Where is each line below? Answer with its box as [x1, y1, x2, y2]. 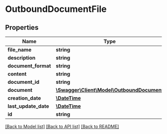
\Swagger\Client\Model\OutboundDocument [56, 87, 164, 93]
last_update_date [7, 103, 49, 110]
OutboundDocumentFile [5, 3, 107, 15]
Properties [5, 23, 39, 32]
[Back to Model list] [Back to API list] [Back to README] [5, 124, 119, 130]
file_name [7, 46, 32, 53]
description [7, 55, 36, 61]
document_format [7, 63, 51, 69]
